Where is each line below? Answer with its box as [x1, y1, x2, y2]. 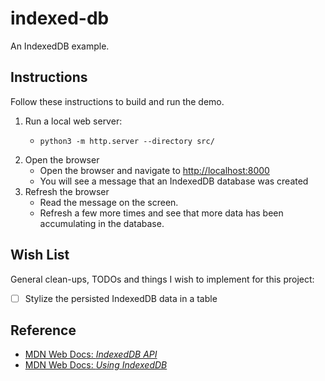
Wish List [10, 247, 70, 264]
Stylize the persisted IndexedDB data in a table [24, 292, 218, 304]
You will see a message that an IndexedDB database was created [39, 175, 309, 187]
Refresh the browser [24, 185, 110, 197]
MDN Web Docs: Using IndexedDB [24, 359, 168, 371]
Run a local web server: [24, 115, 123, 127]
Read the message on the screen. [39, 196, 179, 208]
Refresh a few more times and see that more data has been [39, 207, 284, 219]
